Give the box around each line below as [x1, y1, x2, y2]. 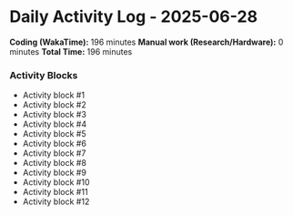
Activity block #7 [22, 148, 86, 159]
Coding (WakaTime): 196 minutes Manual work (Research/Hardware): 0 [9, 36, 284, 47]
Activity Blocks [9, 68, 78, 81]
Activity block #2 [22, 99, 86, 110]
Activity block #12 [22, 196, 90, 207]
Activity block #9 [22, 167, 86, 179]
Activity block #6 [22, 139, 86, 149]
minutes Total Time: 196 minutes [9, 46, 133, 57]
